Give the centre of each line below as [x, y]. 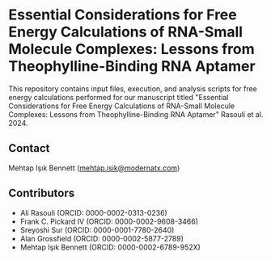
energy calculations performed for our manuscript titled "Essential [119, 97]
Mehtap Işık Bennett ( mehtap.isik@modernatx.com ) [94, 168]
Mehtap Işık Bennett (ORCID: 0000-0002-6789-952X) [110, 247]
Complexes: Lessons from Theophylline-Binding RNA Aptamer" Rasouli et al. [136, 114]
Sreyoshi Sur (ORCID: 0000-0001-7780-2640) [97, 230]
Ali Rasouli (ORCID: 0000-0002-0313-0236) [93, 212]
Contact [29, 148]
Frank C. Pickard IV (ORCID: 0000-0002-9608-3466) [109, 221]
